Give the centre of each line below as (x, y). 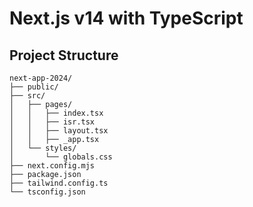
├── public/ (34, 87)
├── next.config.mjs (52, 166)
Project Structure (64, 55)
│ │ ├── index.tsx (56, 113)
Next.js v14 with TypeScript (126, 18)
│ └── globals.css (61, 157)
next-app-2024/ (41, 78)
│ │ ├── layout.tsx (59, 131)
